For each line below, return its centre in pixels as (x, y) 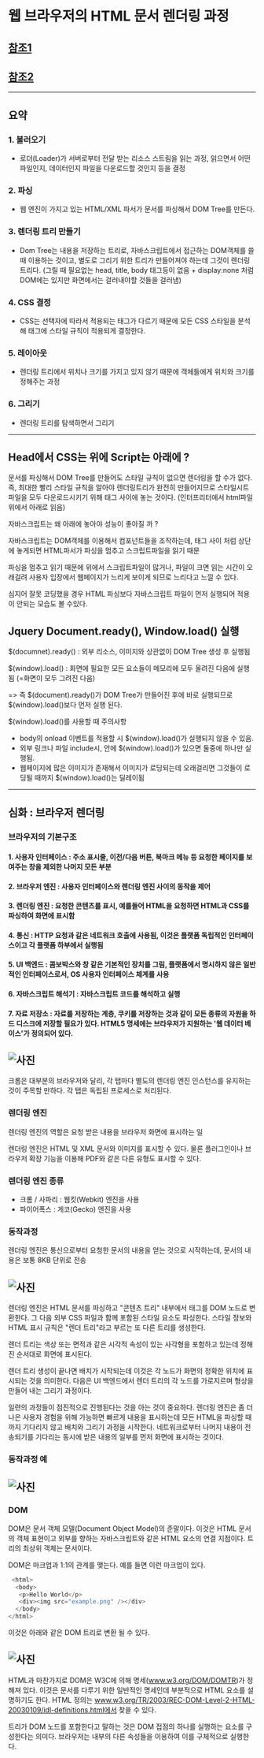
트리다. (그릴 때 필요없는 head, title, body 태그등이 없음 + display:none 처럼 (136, 270)
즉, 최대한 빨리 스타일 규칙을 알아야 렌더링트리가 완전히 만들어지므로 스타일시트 (129, 488)
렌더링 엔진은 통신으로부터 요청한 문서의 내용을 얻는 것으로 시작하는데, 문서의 (126, 1250)
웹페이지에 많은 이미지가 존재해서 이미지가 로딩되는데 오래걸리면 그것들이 (131, 768)
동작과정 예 (28, 1459)
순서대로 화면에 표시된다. (54, 1354)
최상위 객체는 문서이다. (57, 1548)
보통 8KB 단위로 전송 (54, 1260)
